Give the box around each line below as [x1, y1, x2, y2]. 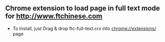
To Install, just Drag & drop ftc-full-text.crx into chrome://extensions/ [12, 25, 156, 31]
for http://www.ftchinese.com [5, 12, 103, 21]
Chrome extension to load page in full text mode [5, 4, 160, 13]
